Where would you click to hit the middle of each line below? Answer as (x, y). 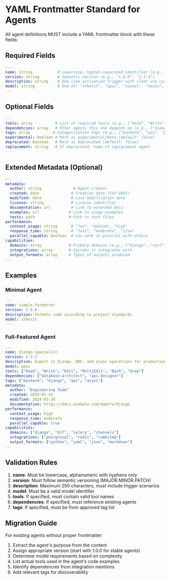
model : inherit (21, 319)
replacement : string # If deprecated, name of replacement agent (78, 147)
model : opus (18, 367)
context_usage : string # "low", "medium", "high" (69, 226)
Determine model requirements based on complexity (67, 556)
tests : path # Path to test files (62, 217)
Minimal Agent (24, 290)
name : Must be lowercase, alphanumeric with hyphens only (75, 475)
